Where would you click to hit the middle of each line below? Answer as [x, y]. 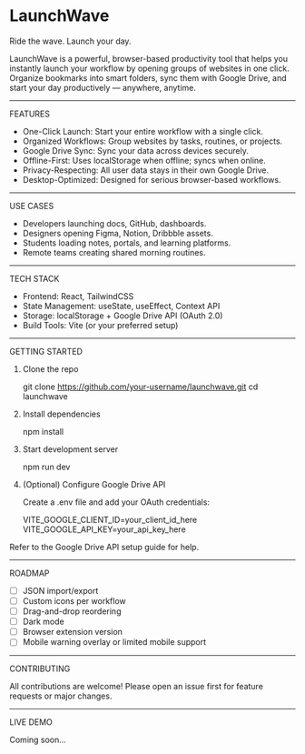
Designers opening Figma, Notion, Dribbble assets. [118, 233]
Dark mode [44, 622]
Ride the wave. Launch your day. [70, 41]
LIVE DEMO [31, 722]
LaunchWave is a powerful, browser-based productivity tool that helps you [149, 58]
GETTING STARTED [46, 351]
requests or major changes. [61, 696]
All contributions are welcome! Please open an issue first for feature [136, 687]
